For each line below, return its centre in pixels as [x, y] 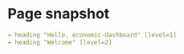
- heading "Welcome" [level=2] [60, 42]
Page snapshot [59, 14]
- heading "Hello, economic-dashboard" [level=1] [92, 35]
